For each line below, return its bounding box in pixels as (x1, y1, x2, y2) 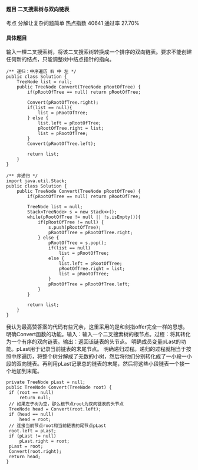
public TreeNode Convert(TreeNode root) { (6, 384, 112, 390)
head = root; (19, 416, 51, 423)
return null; (19, 395, 51, 401)
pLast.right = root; (19, 438, 70, 445)
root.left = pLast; (8, 428, 57, 434)
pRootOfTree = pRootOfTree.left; (48, 281, 131, 287)
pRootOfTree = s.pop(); (48, 240, 107, 246)
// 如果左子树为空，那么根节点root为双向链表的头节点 (8, 401, 124, 407)
